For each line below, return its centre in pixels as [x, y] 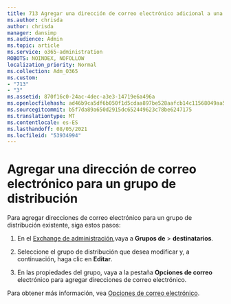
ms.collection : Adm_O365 [43, 71]
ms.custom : [23, 78]
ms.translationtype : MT [41, 116]
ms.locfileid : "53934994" [44, 135]
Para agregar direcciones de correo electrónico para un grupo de [100, 218]
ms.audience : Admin [35, 39]
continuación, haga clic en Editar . [65, 259]
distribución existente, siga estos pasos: [64, 225]
